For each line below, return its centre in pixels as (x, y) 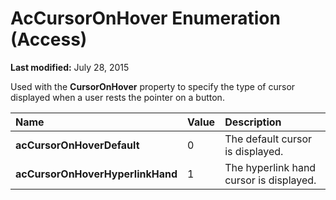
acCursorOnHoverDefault (77, 145)
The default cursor (268, 139)
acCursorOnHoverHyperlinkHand (96, 174)
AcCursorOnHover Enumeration (145, 18)
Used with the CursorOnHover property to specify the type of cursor (153, 86)
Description (253, 122)
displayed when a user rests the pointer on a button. (117, 97)
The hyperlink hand (270, 167)
